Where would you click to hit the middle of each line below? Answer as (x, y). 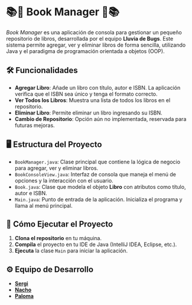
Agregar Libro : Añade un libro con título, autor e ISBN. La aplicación (97, 87)
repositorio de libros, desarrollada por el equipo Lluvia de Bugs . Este (90, 38)
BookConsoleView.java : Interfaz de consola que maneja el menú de (95, 174)
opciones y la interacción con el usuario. (64, 181)
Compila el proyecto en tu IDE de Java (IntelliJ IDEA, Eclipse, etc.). (96, 245)
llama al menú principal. (43, 205)
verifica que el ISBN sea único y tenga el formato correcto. (86, 94)
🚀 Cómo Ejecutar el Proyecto (60, 224)
